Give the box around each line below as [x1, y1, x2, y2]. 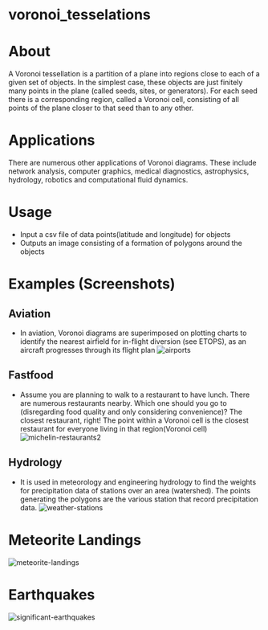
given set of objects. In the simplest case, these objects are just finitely [8, 78, 243, 88]
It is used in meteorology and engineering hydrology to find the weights [19, 477, 257, 487]
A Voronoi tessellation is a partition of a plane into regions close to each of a [8, 69, 261, 79]
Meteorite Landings [8, 530, 142, 549]
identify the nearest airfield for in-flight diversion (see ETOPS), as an [19, 337, 247, 346]
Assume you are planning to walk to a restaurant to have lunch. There [19, 390, 250, 399]
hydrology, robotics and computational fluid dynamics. [8, 175, 189, 185]
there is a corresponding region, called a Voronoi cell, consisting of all [8, 95, 239, 104]
